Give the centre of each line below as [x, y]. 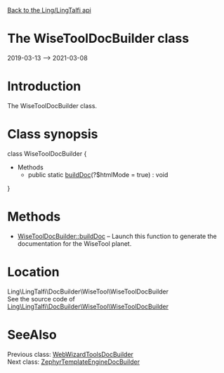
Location [33, 271]
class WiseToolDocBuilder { [47, 153]
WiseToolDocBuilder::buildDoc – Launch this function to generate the [117, 236]
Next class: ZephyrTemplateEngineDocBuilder [74, 362]
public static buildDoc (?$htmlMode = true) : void [98, 174]
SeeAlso [32, 335]
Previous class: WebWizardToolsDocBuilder [70, 354]
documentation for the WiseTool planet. [74, 243]
